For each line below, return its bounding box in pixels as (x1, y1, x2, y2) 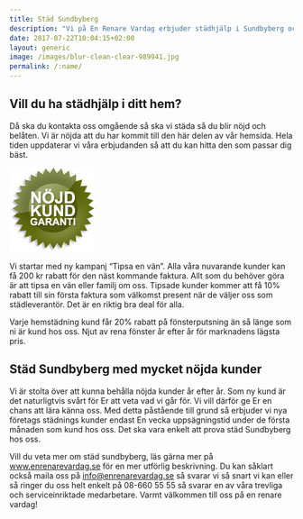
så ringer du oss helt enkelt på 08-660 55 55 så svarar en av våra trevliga (9, 479, 283, 490)
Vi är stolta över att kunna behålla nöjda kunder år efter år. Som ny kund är (9, 386, 287, 396)
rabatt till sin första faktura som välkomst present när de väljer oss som (9, 289, 273, 300)
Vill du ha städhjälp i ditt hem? (9, 96, 182, 112)
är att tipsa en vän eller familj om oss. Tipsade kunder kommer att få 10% (9, 279, 281, 290)
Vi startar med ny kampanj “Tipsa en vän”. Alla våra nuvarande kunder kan (9, 260, 286, 271)
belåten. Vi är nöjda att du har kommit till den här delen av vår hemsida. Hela (9, 130, 293, 141)
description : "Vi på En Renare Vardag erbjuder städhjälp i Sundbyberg (9, 23, 284, 33)
